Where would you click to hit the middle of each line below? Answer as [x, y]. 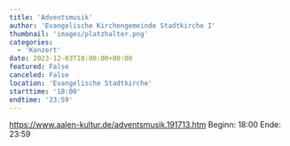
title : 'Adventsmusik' [51, 17]
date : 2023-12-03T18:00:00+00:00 [71, 58]
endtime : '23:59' [41, 100]
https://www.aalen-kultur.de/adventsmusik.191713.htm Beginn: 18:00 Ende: [145, 125]
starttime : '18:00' [45, 91]
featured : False [39, 67]
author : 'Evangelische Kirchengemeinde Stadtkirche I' [113, 26]
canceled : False [39, 75]
